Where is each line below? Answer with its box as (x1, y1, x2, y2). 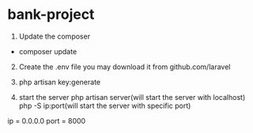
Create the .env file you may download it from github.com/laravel (18, 61, 231, 72)
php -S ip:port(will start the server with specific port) (18, 101, 191, 110)
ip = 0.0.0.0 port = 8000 (7, 116, 86, 125)
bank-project (7, 6, 95, 24)
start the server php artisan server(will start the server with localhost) (18, 92, 246, 102)
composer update (18, 46, 77, 56)
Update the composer (18, 31, 91, 41)
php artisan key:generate (18, 77, 101, 87)
